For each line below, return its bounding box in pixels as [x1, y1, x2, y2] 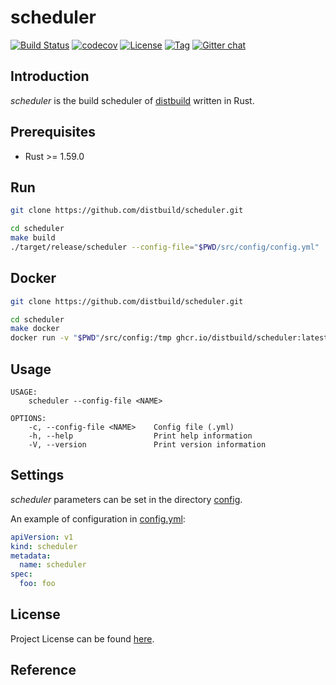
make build [10, 233, 56, 243]
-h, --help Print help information [28, 431, 253, 441]
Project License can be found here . [10, 632, 155, 645]
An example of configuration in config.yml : [10, 512, 186, 525]
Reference [10, 662, 77, 679]
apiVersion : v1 [10, 532, 74, 542]
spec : [10, 569, 33, 580]
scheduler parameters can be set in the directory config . [10, 493, 243, 505]
